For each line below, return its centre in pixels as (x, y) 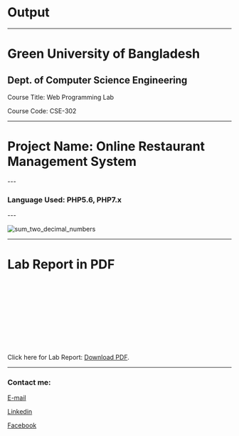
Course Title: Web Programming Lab (61, 97)
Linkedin (20, 412)
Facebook (22, 425)
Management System (72, 162)
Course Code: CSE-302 (42, 110)
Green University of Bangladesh (104, 54)
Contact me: (29, 383)
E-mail (17, 398)
